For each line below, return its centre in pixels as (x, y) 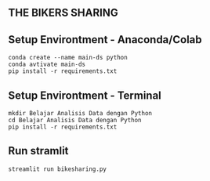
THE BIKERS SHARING (63, 13)
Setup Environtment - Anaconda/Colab (105, 40)
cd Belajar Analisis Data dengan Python (75, 121)
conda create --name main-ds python (68, 58)
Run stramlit (38, 151)
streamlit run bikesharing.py (58, 169)
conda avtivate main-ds (47, 65)
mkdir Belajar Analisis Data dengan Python (80, 114)
